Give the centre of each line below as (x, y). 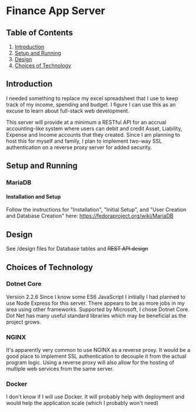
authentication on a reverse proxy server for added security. (79, 147)
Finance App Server (56, 11)
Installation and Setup (34, 196)
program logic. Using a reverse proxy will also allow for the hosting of (90, 362)
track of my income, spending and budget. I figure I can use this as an (91, 104)
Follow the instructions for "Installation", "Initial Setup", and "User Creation (96, 210)
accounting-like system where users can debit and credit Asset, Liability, (94, 128)
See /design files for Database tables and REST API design (77, 249)
